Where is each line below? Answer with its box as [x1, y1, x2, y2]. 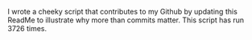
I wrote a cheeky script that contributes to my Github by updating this [7, 7, 238, 16]
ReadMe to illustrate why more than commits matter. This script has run [7, 15, 245, 25]
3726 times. [7, 24, 48, 33]
